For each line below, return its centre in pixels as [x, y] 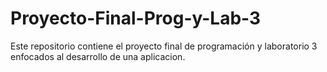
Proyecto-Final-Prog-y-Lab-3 [136, 18]
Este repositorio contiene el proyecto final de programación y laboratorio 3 [164, 46]
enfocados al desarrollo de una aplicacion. [98, 56]
